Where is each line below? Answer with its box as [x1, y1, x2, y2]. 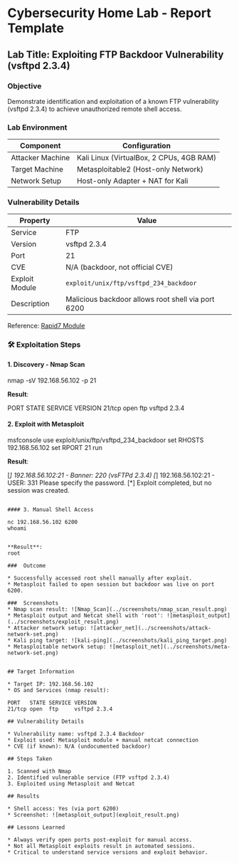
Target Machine [11, 164, 64, 174]
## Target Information [7, 668, 75, 675]
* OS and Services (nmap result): [7, 686, 110, 694]
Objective [7, 80, 42, 90]
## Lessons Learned [7, 824, 65, 831]
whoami [7, 525, 27, 532]
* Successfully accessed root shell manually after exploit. [7, 575, 193, 582]
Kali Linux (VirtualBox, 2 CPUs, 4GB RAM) [77, 153, 217, 163]
